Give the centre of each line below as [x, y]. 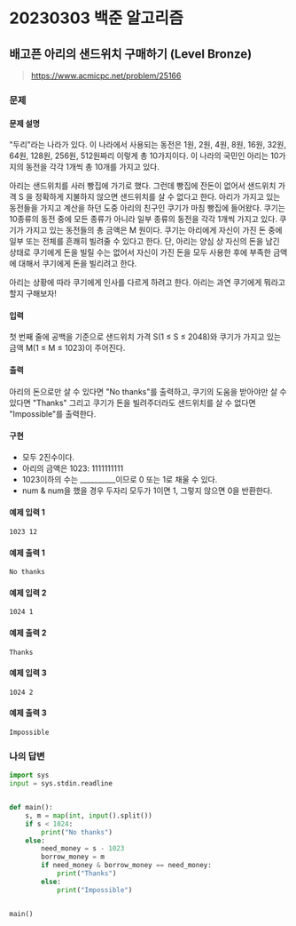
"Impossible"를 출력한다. [53, 413]
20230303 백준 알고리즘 [96, 18]
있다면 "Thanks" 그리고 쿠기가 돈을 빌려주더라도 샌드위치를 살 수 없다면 [132, 403]
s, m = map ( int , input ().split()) [89, 815]
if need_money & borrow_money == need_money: [127, 866]
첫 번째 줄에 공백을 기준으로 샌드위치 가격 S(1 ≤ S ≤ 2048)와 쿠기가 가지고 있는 [145, 337]
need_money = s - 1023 [83, 849]
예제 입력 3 [28, 673]
